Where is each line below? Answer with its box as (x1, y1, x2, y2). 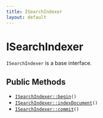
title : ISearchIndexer (6, 8, 63, 15)
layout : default (6, 14, 46, 20)
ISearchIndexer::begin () (14, 94, 77, 100)
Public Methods (6, 77, 66, 87)
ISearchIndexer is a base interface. (6, 60, 92, 67)
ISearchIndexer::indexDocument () (14, 100, 98, 106)
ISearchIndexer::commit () (14, 107, 79, 113)
